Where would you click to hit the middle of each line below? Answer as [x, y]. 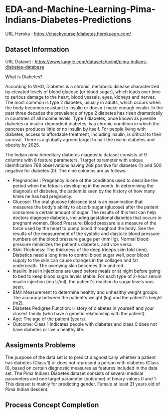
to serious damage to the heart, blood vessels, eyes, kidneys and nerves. [81, 97]
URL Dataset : [19, 62]
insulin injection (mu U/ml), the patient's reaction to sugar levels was [83, 281]
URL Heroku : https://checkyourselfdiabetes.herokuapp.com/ [68, 34]
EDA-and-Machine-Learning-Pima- [80, 9]
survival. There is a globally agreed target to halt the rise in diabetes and [80, 139]
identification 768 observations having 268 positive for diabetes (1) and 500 [83, 165]
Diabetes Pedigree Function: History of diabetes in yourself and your [83, 308]
